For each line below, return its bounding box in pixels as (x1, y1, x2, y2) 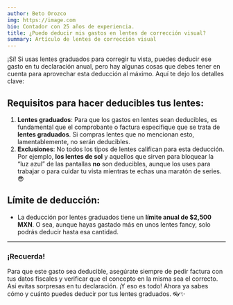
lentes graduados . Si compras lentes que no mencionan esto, (17, 130, 195, 139)
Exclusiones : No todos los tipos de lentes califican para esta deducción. (17, 145, 225, 153)
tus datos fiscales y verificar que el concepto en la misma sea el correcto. (7, 274, 218, 283)
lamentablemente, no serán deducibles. (17, 137, 130, 146)
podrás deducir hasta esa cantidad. (17, 227, 119, 236)
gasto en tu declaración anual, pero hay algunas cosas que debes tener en (7, 62, 221, 71)
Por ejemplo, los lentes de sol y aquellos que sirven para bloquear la (17, 152, 214, 160)
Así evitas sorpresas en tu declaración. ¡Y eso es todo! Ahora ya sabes (7, 282, 209, 290)
